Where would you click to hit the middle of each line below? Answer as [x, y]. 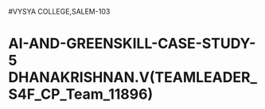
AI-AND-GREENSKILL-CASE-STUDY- [132, 44]
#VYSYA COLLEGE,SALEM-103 [59, 12]
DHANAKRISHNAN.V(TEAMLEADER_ [132, 78]
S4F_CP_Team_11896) [81, 94]
